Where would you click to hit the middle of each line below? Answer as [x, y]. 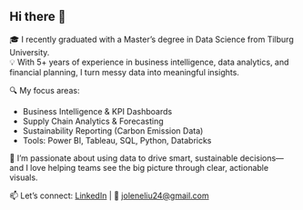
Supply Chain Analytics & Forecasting [93, 121]
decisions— [262, 158]
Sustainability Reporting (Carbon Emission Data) [113, 130]
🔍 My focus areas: [45, 90]
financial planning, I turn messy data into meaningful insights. [124, 72]
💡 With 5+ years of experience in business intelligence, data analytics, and [149, 62]
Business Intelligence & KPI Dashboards [97, 111]
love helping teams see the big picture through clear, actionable [150, 167]
